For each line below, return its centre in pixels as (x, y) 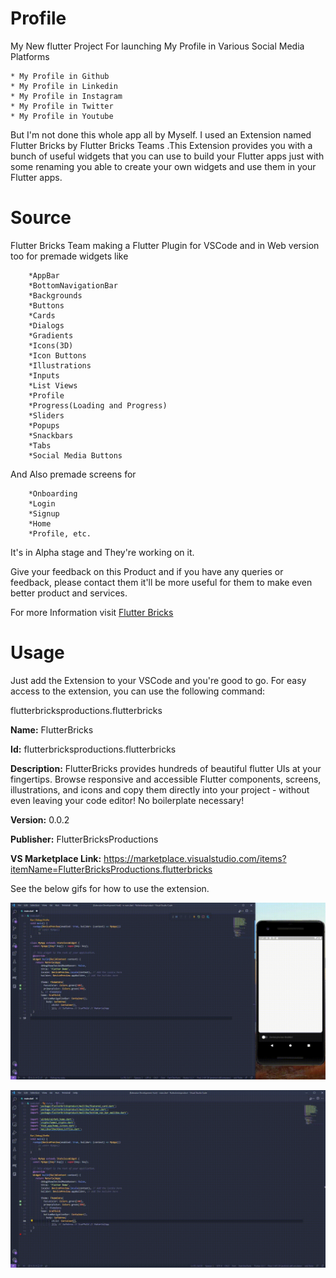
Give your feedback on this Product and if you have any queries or (147, 571)
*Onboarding (53, 493)
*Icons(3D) (51, 345)
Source (41, 218)
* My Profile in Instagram (66, 96)
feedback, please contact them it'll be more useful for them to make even (161, 582)
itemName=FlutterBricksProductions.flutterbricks (111, 869)
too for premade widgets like (69, 256)
